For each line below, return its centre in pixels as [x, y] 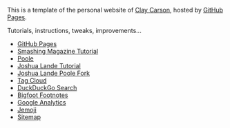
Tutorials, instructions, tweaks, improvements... [74, 31]
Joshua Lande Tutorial [49, 66]
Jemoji [27, 110]
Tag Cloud [32, 81]
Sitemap [29, 117]
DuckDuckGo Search [47, 88]
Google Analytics [41, 102]
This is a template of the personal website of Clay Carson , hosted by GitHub [115, 10]
